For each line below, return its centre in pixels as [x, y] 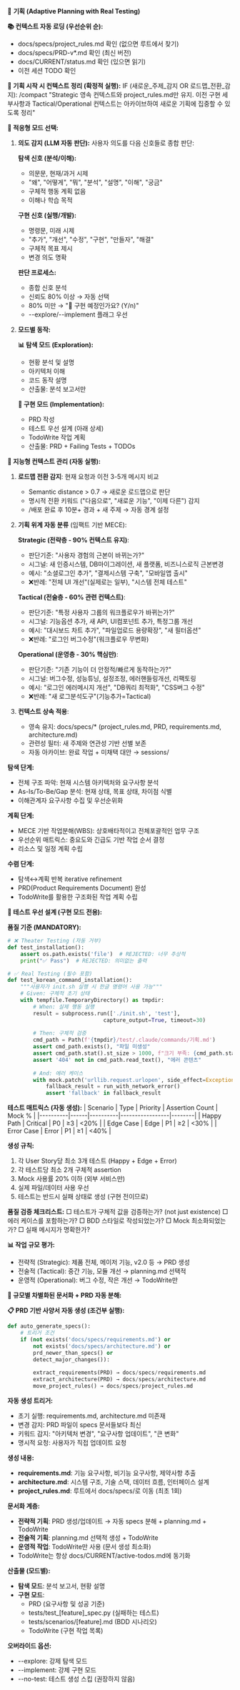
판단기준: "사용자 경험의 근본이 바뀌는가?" [86, 555]
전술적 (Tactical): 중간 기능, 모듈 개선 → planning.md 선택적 [102, 1271]
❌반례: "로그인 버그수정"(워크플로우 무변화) [89, 639]
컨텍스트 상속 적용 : [43, 711]
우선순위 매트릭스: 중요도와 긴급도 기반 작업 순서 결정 [91, 840]
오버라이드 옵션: [30, 1646]
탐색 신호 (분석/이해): [47, 158]
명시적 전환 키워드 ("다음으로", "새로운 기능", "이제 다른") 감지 [114, 501]
